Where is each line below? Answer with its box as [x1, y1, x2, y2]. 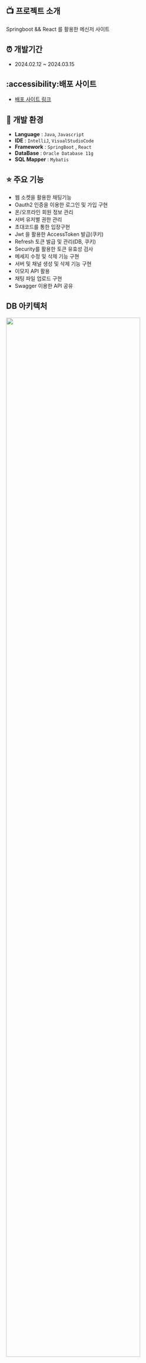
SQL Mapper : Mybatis [14, 156, 69, 163]
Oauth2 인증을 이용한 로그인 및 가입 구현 [14, 201, 108, 208]
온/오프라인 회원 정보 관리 [14, 209, 74, 216]
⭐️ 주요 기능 [6, 174, 44, 185]
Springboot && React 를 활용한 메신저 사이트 [6, 25, 110, 32]
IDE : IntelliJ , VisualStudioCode [14, 137, 94, 144]
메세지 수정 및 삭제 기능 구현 [14, 253, 79, 260]
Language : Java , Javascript [14, 131, 84, 138]
